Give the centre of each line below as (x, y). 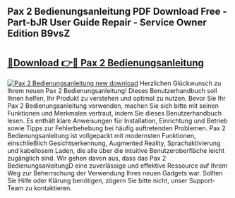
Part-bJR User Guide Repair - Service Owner (107, 23)
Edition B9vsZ (39, 33)
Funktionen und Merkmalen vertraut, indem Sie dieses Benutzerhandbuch (115, 113)
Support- (202, 180)
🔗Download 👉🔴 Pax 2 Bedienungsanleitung (106, 63)
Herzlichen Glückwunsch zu (181, 83)
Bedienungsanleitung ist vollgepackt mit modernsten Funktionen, (102, 136)
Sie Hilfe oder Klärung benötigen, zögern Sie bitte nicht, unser (98, 180)
